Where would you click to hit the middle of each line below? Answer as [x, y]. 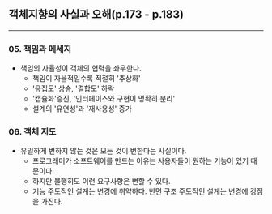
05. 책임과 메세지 [40, 49]
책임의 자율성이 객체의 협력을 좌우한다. [81, 68]
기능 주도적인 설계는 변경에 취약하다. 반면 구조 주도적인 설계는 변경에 [140, 191]
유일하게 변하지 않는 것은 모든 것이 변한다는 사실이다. [103, 151]
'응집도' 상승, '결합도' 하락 [73, 88]
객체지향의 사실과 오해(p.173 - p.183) [96, 15]
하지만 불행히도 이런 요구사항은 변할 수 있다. [101, 182]
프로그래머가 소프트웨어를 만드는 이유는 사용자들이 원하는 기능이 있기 [140, 161]
